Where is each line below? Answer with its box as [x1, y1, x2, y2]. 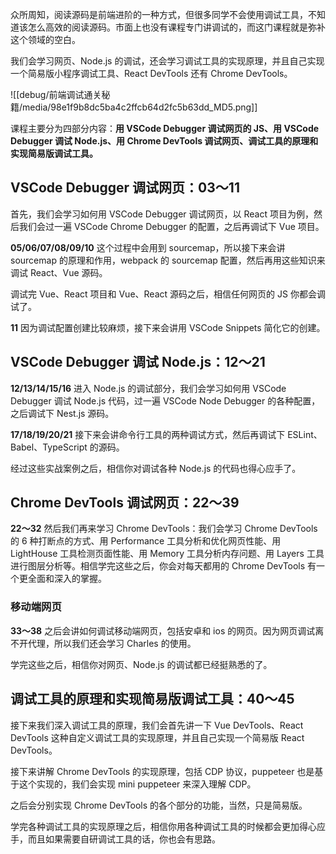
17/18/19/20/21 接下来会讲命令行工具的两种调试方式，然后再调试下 [10, 428, 286, 440]
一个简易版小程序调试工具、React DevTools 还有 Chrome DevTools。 [10, 68, 293, 79]
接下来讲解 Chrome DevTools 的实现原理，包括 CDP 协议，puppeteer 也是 [10, 765, 315, 777]
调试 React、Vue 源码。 [10, 266, 108, 278]
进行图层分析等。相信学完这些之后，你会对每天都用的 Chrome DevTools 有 [10, 560, 317, 572]
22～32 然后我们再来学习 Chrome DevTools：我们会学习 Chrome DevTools [10, 523, 318, 535]
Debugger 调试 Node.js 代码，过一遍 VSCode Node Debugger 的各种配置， [10, 394, 321, 407]
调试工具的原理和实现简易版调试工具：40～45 [10, 691, 295, 708]
